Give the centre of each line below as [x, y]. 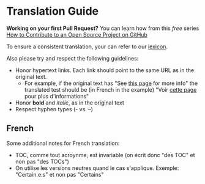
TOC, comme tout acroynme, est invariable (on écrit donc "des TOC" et [105, 155]
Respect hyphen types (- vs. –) [54, 109]
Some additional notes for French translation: [63, 143]
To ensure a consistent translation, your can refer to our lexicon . [87, 46]
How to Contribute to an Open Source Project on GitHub [77, 34]
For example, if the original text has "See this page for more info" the [111, 83]
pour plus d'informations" [57, 96]
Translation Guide [53, 11]
